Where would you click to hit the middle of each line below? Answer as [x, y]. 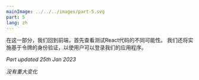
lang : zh [17, 23]
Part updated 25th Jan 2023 [41, 59]
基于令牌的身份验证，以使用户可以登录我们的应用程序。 [79, 47]
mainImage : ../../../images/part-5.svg [56, 12]
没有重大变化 [22, 72]
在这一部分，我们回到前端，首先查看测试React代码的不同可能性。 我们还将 [97, 40]
